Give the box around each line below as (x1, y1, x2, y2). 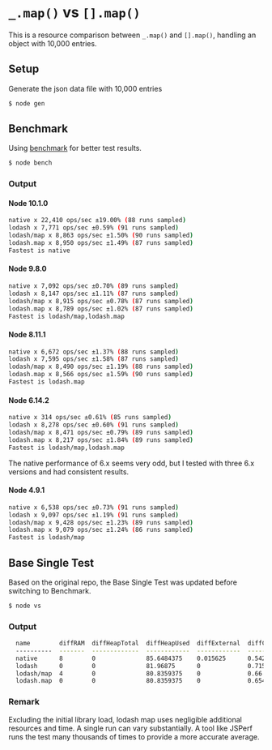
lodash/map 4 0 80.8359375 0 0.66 (15, 669, 263, 678)
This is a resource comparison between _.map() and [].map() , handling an (8, 30, 257, 40)
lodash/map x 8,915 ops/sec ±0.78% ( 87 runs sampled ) (8, 297, 194, 305)
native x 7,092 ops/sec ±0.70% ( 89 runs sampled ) (8, 282, 180, 290)
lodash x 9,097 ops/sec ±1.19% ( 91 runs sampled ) (8, 511, 180, 519)
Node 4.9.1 (8, 486, 45, 495)
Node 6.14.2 (8, 395, 50, 405)
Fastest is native (8, 246, 70, 255)
